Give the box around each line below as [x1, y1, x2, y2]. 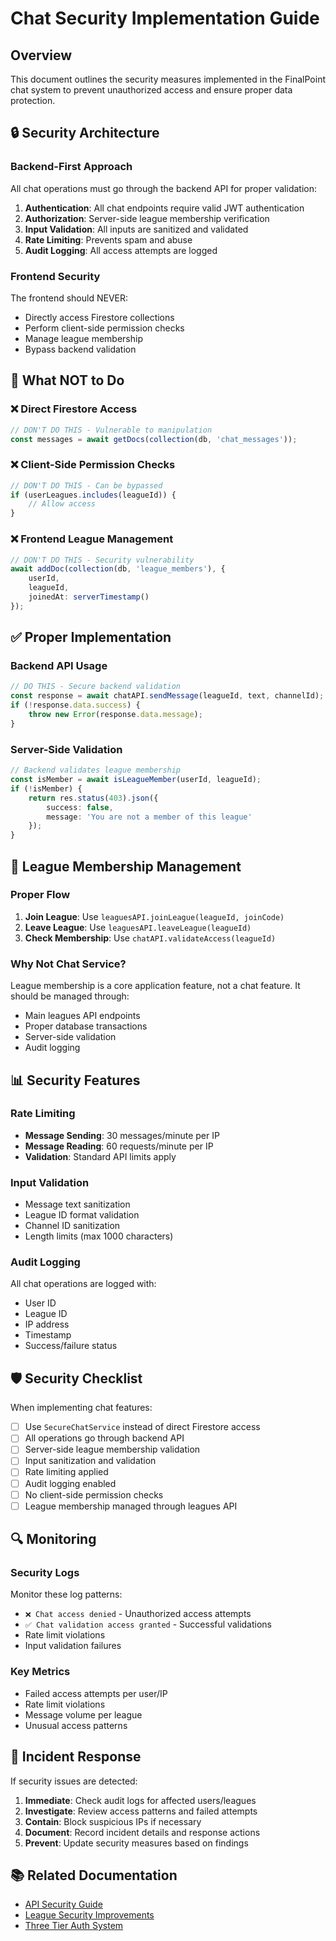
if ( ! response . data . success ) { [10, 700, 141, 711]
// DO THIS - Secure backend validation [10, 682, 182, 692]
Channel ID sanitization [24, 1220, 121, 1232]
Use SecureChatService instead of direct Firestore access [24, 1421, 261, 1433]
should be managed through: [10, 990, 130, 1002]
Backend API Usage [10, 659, 108, 673]
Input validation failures [24, 1640, 122, 1652]
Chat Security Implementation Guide [10, 7, 320, 30]
